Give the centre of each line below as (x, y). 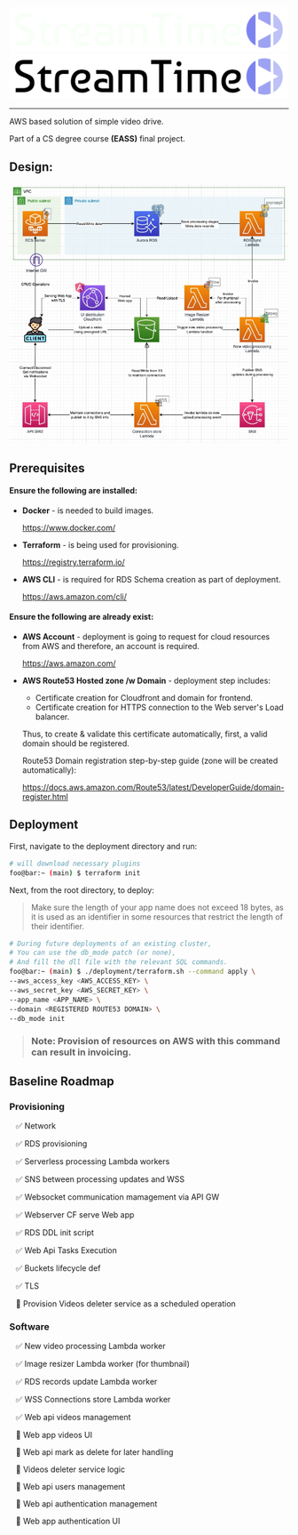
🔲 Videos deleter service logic (71, 1469)
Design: (31, 167)
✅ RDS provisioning (51, 1144)
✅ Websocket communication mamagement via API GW (118, 1197)
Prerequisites (47, 468)
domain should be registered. (76, 743)
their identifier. (57, 926)
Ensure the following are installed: (73, 491)
